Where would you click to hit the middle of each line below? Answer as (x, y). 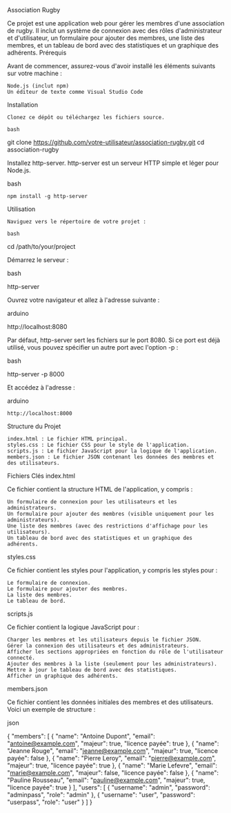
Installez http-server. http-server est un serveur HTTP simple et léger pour (113, 163)
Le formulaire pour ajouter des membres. (68, 589)
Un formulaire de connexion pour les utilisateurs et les (92, 502)
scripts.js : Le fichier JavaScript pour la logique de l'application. (112, 451)
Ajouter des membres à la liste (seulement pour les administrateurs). (112, 664)
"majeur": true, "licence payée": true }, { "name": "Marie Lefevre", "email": (112, 765)
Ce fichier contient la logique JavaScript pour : (73, 627)
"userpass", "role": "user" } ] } (50, 802)
